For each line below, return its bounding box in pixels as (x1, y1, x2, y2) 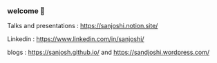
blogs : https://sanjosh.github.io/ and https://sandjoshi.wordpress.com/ (7, 48, 209, 57)
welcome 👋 (7, 6, 45, 16)
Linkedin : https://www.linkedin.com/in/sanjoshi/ (7, 35, 144, 43)
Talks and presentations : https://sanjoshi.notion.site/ (7, 22, 158, 30)
